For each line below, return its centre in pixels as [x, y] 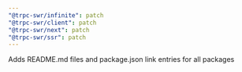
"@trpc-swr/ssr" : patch [47, 37]
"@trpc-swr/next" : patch [49, 30]
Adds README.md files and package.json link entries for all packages [121, 59]
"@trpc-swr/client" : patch [52, 23]
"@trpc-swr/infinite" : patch [56, 15]
